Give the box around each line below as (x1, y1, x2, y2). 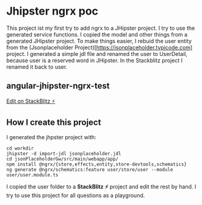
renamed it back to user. (6, 63, 68, 71)
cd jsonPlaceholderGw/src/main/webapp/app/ (6, 156, 119, 162)
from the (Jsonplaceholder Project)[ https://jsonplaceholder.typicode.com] (6, 44, 193, 51)
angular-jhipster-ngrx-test (6, 81, 110, 91)
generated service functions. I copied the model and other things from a (6, 30, 188, 38)
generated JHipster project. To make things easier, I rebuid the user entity (6, 37, 192, 44)
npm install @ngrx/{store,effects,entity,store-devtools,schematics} (6, 161, 187, 167)
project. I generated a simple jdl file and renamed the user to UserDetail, (6, 50, 188, 57)
